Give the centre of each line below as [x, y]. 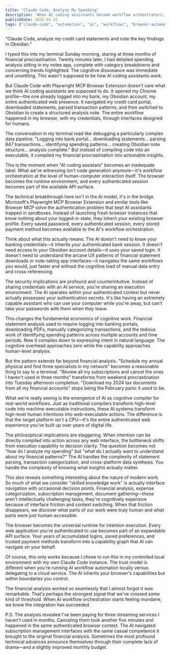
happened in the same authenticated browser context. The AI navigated [81, 625]
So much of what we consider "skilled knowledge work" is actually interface [85, 483]
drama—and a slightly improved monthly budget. [56, 647]
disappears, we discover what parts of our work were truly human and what [85, 510]
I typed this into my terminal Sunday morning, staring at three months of [81, 54]
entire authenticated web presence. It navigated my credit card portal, [79, 102]
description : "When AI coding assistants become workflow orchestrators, [85, 15]
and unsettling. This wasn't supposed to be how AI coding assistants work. [84, 76]
